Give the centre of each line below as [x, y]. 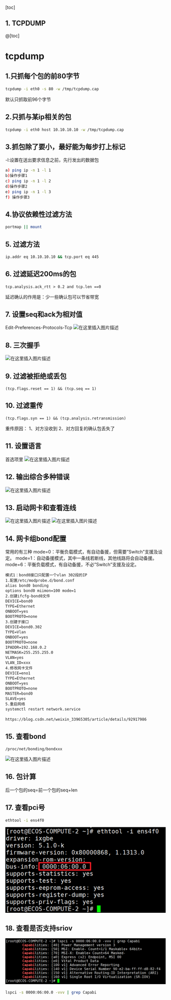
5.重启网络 [15, 704]
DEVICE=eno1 [18, 673]
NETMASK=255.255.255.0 [29, 653]
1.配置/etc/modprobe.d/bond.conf [40, 581]
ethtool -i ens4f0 [25, 820]
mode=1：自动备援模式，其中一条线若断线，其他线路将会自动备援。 [86, 558]
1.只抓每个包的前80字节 [42, 76]
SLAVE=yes [16, 699]
